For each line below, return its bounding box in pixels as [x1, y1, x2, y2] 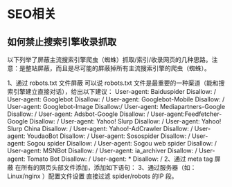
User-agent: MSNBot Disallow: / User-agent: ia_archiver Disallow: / [7, 146, 197, 155]
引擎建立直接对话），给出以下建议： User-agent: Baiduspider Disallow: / [12, 88, 217, 95]
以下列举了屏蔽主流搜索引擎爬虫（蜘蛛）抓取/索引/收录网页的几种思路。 [7, 56, 213, 63]
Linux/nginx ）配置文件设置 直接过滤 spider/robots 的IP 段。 [7, 172, 178, 180]
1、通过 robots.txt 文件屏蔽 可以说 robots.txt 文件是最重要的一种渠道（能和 [7, 79, 220, 87]
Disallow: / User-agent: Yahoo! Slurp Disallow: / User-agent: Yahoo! [29, 117, 222, 125]
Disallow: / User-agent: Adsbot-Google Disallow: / [7, 110, 150, 118]
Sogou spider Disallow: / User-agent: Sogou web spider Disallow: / [26, 139, 217, 147]
